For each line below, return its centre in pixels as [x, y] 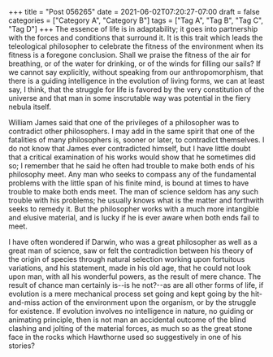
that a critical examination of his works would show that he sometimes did [132, 157]
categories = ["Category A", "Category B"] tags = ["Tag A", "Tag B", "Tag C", [136, 20]
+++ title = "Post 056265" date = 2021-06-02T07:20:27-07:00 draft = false [134, 12]
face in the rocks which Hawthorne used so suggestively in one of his [125, 337]
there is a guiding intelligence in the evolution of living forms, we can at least [136, 81]
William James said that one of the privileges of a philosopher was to [124, 122]
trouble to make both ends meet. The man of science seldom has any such [133, 192]
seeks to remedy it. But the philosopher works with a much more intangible [134, 209]
